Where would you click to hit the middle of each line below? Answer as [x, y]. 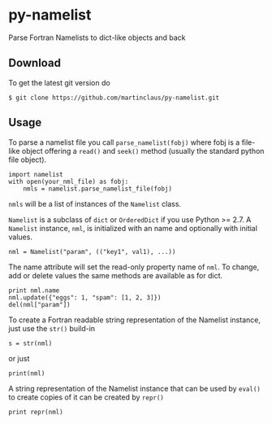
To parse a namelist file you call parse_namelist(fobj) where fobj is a [124, 142]
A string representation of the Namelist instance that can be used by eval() [135, 388]
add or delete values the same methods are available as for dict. [116, 275]
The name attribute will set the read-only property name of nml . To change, [134, 267]
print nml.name [34, 291]
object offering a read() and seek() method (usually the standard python [143, 151]
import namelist [36, 174]
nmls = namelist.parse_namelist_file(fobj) [98, 189]
